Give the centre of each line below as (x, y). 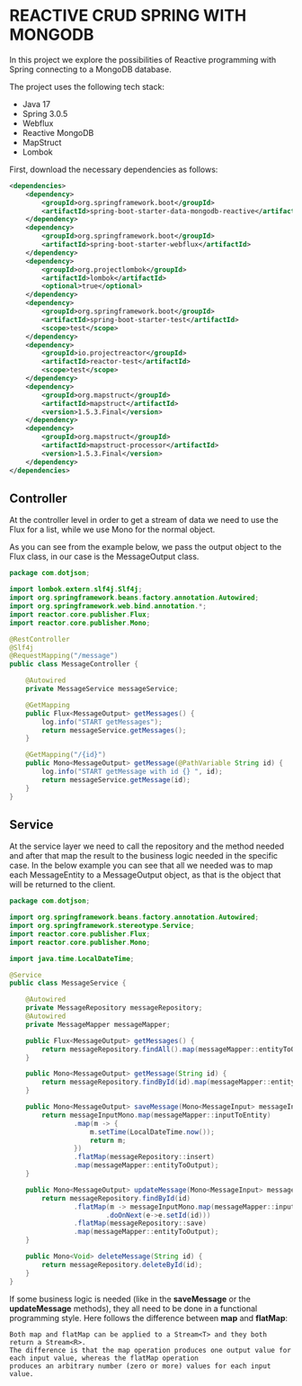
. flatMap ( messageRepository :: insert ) (144, 1157)
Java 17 (36, 103)
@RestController (40, 639)
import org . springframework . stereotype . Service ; (102, 926)
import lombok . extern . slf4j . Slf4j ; (76, 589)
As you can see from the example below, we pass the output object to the (146, 547)
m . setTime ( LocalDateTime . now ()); (152, 1132)
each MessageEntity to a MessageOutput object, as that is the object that (145, 875)
